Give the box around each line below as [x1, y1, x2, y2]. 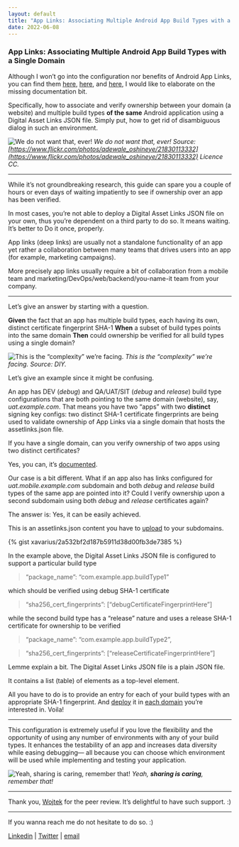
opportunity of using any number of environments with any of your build [8, 733, 219, 741]
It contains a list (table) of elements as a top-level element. [8, 676, 179, 685]
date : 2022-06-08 [8, 23, 60, 31]
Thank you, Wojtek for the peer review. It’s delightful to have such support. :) [8, 797, 231, 806]
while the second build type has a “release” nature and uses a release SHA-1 [8, 614, 233, 622]
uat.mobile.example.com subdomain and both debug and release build [8, 481, 215, 489]
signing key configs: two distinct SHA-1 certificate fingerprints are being [8, 409, 219, 419]
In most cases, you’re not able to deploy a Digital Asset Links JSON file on [8, 209, 224, 217]
